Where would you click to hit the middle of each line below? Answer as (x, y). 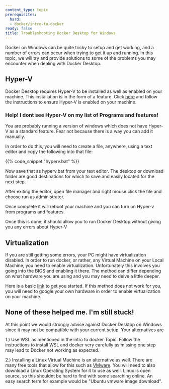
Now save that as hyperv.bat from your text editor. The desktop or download (84, 171)
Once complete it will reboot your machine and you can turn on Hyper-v (80, 207)
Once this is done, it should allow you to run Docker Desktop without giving (83, 222)
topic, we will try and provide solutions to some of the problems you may (80, 58)
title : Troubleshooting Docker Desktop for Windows (60, 33)
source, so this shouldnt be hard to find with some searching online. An (79, 376)
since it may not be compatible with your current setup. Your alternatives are (84, 330)
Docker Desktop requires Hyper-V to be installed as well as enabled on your (84, 91)
